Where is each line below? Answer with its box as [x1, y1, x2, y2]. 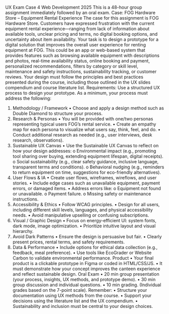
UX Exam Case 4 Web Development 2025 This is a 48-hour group [5, 5, 142, 10]
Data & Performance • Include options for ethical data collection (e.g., [12, 244, 158, 250]
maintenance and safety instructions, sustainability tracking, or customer [5, 69, 157, 75]
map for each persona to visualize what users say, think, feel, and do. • [12, 127, 160, 133]
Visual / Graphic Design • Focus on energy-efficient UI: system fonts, [12, 218, 156, 223]
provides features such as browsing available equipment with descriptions [5, 52, 160, 58]
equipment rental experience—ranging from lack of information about [5, 26, 150, 32]
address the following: [5, 95, 51, 101]
